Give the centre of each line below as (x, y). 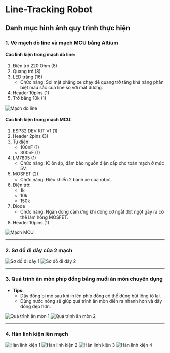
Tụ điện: (21, 142)
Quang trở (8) (27, 71)
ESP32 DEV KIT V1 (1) (35, 131)
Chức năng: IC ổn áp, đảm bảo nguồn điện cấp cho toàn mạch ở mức (92, 163)
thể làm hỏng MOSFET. (44, 217)
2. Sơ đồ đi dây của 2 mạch (39, 250)
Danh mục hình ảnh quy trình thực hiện (68, 28)
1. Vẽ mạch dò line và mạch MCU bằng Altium (62, 43)
